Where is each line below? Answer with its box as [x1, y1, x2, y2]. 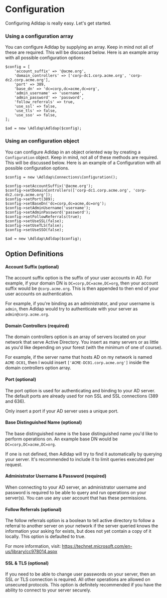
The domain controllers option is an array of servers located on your [5, 334, 146, 340]
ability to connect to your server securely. [5, 587, 91, 593]
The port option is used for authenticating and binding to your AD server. [5, 387, 155, 393]
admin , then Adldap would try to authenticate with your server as [5, 306, 138, 312]
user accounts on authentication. [5, 291, 74, 297]
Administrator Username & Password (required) [5, 473, 107, 479]
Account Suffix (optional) [5, 263, 59, 269]
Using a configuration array [5, 33, 74, 40]
